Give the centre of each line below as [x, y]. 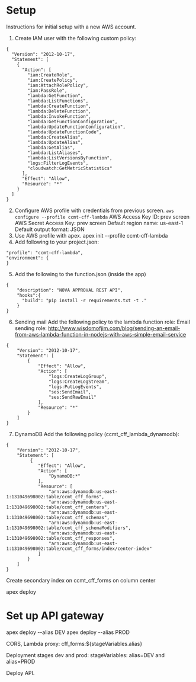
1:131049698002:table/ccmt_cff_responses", [61, 538]
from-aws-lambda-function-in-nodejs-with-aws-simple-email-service [100, 334]
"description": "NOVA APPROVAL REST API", [70, 290]
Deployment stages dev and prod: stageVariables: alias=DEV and [85, 655]
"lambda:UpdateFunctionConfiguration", [77, 127]
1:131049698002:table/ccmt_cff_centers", [58, 507]
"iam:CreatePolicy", [53, 80]
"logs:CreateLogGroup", [78, 376]
